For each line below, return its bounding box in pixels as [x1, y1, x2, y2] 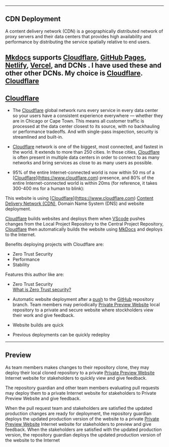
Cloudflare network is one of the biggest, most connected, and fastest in [12, 144, 163, 150]
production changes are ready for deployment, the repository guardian [5, 410, 152, 416]
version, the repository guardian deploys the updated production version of [5, 431, 161, 437]
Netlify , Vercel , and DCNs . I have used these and [5, 61, 162, 70]
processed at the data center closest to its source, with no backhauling [12, 124, 160, 130]
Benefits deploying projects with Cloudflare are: [5, 242, 104, 248]
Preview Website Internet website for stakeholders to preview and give [5, 421, 152, 427]
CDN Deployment [5, 15, 61, 23]
